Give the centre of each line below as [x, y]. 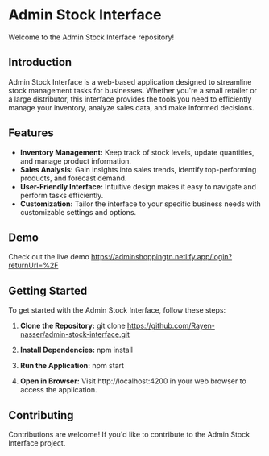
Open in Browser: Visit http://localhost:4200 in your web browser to [133, 381]
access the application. [58, 390]
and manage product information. [75, 161]
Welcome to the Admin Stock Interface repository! [91, 37]
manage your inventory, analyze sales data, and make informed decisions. [131, 107]
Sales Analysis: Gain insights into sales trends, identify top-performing [138, 169]
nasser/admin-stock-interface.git [75, 334]
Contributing [41, 415]
